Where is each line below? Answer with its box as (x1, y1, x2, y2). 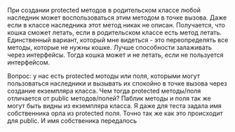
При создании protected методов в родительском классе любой (7, 6, 201, 14)
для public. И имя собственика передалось (7, 117, 137, 125)
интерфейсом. (7, 58, 51, 66)
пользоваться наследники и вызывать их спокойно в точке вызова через (7, 79, 227, 87)
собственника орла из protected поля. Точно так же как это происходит (7, 109, 223, 117)
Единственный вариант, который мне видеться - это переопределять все (7, 36, 229, 44)
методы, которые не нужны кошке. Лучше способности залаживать (7, 44, 213, 51)
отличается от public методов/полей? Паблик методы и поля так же (7, 94, 212, 103)
